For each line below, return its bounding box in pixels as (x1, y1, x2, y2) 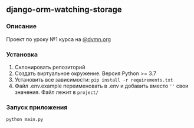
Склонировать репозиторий (14, 63, 86, 70)
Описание (6, 22, 37, 31)
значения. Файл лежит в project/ (14, 88, 99, 96)
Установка (6, 50, 38, 58)
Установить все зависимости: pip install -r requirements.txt (14, 76, 173, 83)
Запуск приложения (6, 103, 68, 111)
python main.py (6, 117, 44, 123)
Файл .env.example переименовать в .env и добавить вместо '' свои (14, 82, 189, 89)
